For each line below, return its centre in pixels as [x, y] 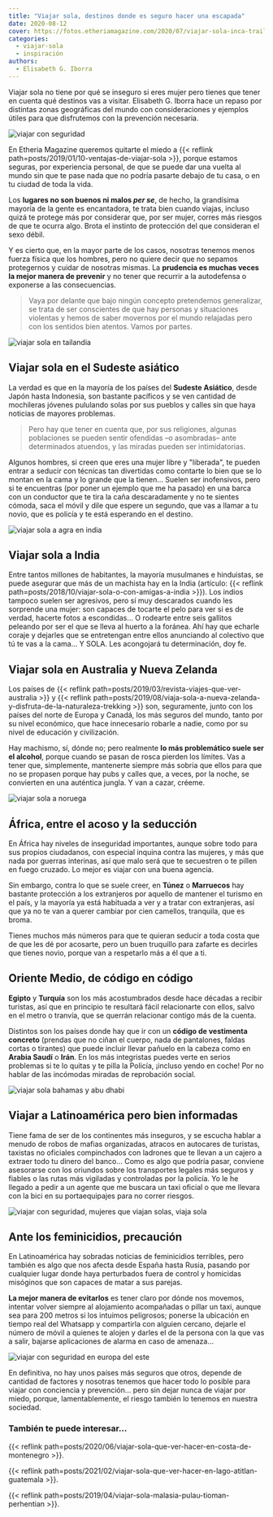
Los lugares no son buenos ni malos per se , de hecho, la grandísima [124, 199]
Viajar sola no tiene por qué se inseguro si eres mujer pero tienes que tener [134, 92]
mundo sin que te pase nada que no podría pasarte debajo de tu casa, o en [134, 175]
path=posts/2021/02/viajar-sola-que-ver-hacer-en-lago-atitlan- [151, 1471]
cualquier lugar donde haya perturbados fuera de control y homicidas [125, 1274]
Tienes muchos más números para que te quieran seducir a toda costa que [134, 935]
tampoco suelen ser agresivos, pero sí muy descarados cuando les [121, 601]
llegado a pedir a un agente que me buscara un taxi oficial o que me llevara [134, 1187]
